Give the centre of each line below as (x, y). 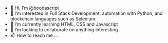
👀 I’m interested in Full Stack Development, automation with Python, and (86, 13)
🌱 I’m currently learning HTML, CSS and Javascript (64, 24)
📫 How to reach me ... (34, 35)
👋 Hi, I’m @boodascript (34, 8)
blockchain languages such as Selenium (53, 19)
